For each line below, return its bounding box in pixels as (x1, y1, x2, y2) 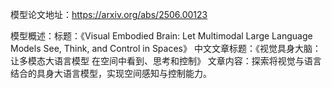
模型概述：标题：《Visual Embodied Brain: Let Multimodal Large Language (10, 30, 313, 42)
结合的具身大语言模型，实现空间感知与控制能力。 (10, 68, 212, 79)
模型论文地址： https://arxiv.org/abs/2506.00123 (10, 9, 208, 20)
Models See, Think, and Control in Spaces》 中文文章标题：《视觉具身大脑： (10, 43, 322, 54)
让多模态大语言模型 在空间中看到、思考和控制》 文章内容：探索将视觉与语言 (10, 55, 322, 67)
